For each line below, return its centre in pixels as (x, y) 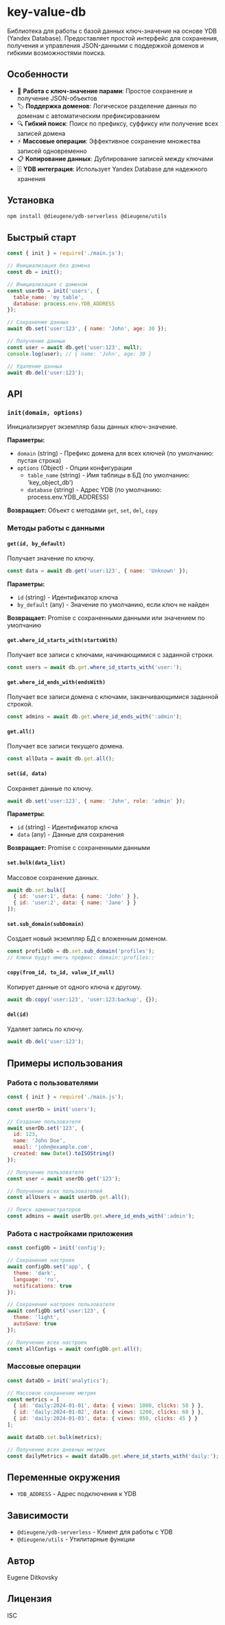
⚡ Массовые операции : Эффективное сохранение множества (109, 141)
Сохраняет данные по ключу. (50, 788)
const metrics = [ (33, 1399)
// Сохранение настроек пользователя (61, 1305)
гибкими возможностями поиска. (57, 53)
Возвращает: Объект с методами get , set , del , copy (83, 510)
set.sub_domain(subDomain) (46, 924)
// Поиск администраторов (44, 1210)
